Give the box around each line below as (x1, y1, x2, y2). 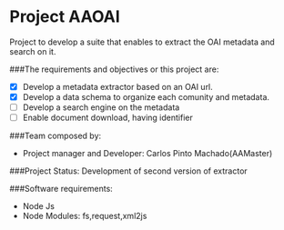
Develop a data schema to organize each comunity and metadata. (22, 92, 270, 102)
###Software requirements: (9, 184, 114, 195)
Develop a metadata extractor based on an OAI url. (22, 81, 214, 92)
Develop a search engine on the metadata (22, 102, 180, 113)
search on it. (9, 45, 56, 56)
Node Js (22, 201, 55, 212)
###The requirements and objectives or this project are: (9, 64, 219, 75)
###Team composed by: (9, 130, 102, 142)
